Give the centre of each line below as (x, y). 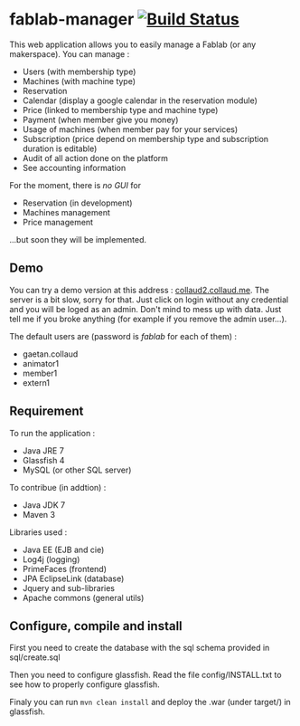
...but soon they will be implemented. (78, 239)
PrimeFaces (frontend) (64, 568)
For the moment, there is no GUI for (75, 185)
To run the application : (52, 433)
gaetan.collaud (50, 354)
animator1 (41, 363)
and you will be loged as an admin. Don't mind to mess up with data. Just (145, 309)
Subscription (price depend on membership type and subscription (145, 139)
